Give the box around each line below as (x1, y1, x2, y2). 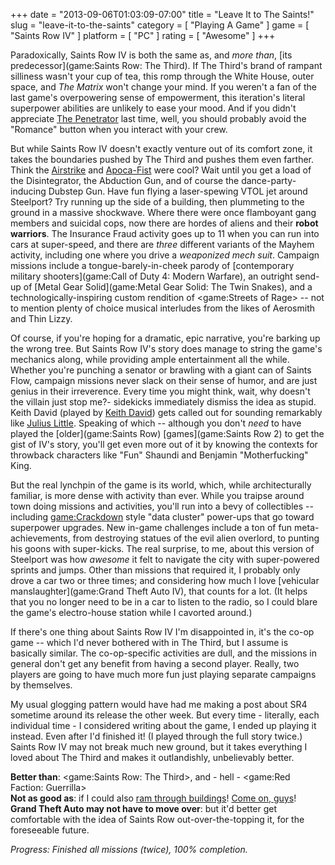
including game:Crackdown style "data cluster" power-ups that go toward (10, 511, 315, 523)
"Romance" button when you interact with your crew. (10, 124, 228, 135)
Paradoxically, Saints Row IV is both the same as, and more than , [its (10, 49, 293, 61)
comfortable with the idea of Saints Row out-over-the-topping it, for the (10, 814, 305, 825)
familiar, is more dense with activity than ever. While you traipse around (10, 490, 305, 501)
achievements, (10, 532, 71, 544)
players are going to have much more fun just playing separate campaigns (10, 669, 317, 680)
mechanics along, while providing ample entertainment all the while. (10, 354, 290, 365)
